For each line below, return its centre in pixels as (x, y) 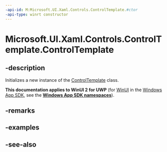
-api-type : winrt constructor (37, 14)
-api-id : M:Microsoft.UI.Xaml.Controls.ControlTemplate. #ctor (71, 10)
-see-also (21, 144)
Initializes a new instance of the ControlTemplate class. (62, 80)
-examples (22, 128)
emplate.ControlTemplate (60, 50)
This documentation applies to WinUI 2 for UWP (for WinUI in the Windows (83, 90)
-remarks (20, 110)
